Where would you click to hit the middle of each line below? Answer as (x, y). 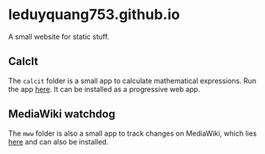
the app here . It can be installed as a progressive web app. (104, 89)
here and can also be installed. (58, 141)
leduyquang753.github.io (94, 15)
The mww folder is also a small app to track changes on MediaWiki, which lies (132, 133)
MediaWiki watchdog (62, 114)
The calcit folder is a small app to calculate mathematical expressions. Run (132, 80)
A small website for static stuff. (59, 37)
